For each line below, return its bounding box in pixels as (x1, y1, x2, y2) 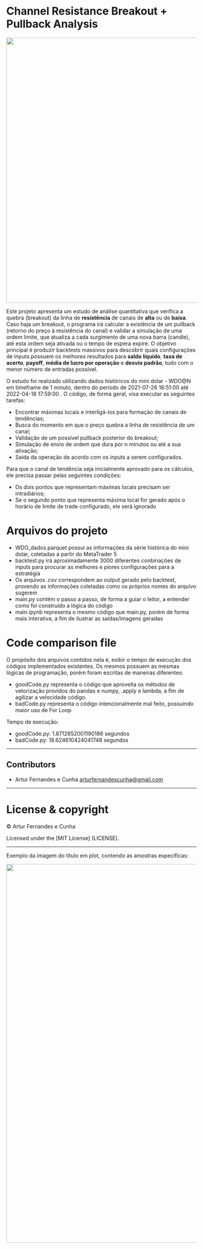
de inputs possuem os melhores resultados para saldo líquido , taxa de (6, 353, 182, 360)
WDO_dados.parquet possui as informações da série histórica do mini (14, 544, 189, 551)
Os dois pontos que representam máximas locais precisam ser (14, 483, 170, 490)
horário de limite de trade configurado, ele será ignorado (14, 502, 156, 510)
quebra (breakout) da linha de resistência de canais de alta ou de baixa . (6, 314, 187, 321)
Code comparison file (6, 636, 117, 650)
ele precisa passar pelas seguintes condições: (6, 471, 122, 479)
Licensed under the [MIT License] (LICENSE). (6, 834, 120, 842)
